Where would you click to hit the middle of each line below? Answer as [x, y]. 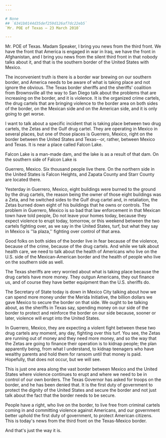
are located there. [23, 180]
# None [12, 19]
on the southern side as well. [35, 262]
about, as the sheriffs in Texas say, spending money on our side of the [77, 308]
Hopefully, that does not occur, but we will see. [53, 360]
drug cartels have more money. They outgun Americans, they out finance [80, 277]
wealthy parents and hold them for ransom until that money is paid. [74, 354]
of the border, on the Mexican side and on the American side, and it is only [81, 109]
